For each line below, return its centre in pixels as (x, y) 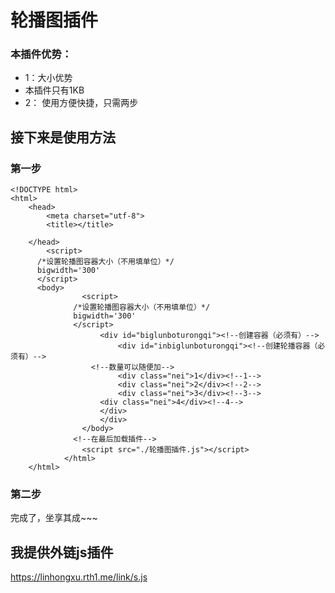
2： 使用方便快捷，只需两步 (81, 103)
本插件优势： (41, 54)
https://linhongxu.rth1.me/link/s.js (79, 577)
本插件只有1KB (54, 90)
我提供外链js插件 (62, 552)
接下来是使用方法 (63, 137)
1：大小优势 (48, 78)
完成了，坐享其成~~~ (54, 518)
